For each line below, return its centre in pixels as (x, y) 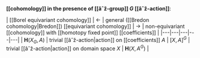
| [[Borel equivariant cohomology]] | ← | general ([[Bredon (78, 20)
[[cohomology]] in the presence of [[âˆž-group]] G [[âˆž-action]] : (89, 9)
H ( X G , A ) (34, 41)
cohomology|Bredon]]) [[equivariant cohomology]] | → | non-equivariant (96, 26)
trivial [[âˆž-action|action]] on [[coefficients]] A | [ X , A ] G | (120, 39)
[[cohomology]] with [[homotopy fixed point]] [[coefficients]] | (83, 33)
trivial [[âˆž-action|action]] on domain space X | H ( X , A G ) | (78, 48)
